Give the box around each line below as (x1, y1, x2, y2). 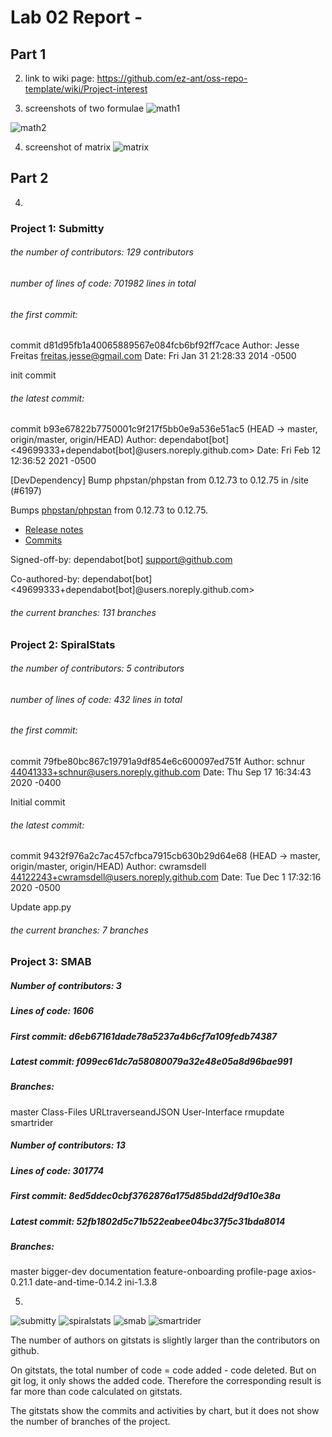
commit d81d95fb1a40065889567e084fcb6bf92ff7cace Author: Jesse (10, 339, 300, 351)
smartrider (10, 1116, 54, 1128)
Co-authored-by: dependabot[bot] (10, 573, 153, 585)
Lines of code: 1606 (10, 1005, 95, 1017)
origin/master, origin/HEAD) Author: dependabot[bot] (10, 434, 229, 446)
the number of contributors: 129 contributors (10, 246, 194, 258)
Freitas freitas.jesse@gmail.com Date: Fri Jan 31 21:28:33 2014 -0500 (10, 350, 297, 362)
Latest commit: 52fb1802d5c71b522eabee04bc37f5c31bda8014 (10, 1215, 286, 1227)
